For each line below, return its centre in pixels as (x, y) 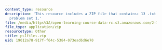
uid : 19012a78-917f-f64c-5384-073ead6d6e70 (49, 40)
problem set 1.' (26, 18)
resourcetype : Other (26, 31)
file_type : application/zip (33, 27)
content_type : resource (29, 9)
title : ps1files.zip (26, 36)
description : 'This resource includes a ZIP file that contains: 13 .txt (81, 14)
